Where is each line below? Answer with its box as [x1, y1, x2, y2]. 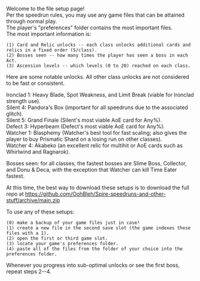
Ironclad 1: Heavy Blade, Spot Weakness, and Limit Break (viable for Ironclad [6, 91, 194, 98]
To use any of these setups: [6, 208, 75, 215]
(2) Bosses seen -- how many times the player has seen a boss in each [6, 53, 188, 58]
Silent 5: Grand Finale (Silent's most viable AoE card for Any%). [6, 116, 162, 123]
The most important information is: [6, 30, 91, 38]
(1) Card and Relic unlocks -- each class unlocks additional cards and [6, 42, 191, 48]
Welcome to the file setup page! [6, 5, 85, 12]
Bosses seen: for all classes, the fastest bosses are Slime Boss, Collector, [6, 160, 187, 166]
